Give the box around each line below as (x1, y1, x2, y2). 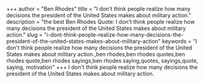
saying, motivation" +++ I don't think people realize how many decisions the (6, 63, 198, 71)
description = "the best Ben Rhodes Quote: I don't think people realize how (6, 18, 195, 25)
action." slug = (6, 31, 43, 38)
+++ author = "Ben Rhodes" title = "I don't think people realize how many (6, 5, 191, 12)
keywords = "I (161, 38, 197, 45)
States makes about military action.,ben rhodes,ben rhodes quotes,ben (6, 51, 185, 57)
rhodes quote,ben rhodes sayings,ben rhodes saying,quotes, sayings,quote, (6, 57, 199, 64)
